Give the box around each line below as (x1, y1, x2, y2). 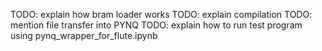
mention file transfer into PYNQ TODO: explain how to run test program (10, 19, 303, 31)
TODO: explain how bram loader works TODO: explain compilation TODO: (10, 9, 313, 20)
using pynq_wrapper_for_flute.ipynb (10, 30, 158, 41)
